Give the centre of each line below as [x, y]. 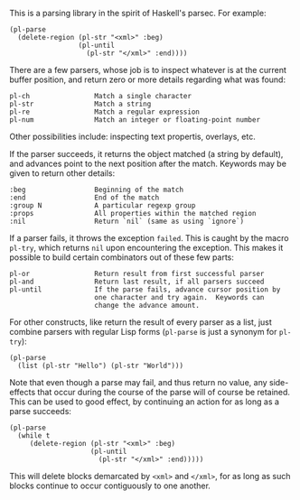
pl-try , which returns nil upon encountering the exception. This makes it [146, 248]
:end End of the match [84, 198]
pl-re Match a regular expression [105, 112]
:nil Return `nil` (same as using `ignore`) [127, 221]
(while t [34, 436]
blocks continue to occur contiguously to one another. [110, 486]
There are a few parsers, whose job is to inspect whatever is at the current [148, 70]
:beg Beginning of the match [96, 190]
